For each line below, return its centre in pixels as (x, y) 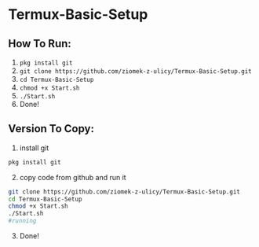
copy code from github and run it (73, 177)
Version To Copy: (51, 129)
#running (22, 221)
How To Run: (40, 44)
